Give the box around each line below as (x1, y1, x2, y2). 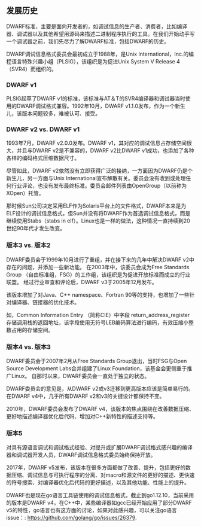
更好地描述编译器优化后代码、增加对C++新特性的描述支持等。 (6, 413, 159, 420)
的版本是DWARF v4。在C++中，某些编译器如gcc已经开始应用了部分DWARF (6, 499, 193, 507)
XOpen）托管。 (6, 190, 44, 197)
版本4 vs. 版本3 (6, 343, 51, 351)
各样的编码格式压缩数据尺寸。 (6, 154, 80, 162)
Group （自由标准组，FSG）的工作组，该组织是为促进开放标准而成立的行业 (6, 271, 191, 278)
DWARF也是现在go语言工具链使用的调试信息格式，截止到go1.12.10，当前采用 (6, 492, 194, 499)
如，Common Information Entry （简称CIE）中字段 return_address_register (6, 311, 190, 318)
